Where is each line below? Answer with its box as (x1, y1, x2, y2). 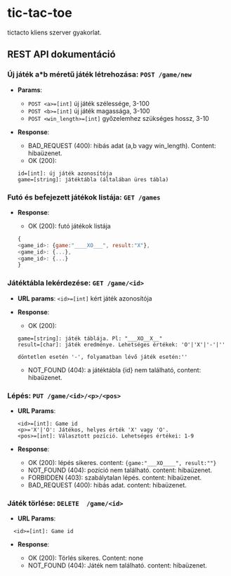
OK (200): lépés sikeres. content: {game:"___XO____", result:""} (27, 458, 217, 466)
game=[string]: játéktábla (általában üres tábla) (17, 176, 169, 183)
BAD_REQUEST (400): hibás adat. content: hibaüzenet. (27, 480, 187, 489)
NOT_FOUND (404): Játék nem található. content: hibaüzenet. (27, 561, 207, 570)
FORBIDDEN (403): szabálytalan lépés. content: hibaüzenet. (27, 473, 202, 482)
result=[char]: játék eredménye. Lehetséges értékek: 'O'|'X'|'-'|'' (17, 341, 226, 348)
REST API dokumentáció (7, 48, 116, 60)
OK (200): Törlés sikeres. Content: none (27, 554, 144, 563)
